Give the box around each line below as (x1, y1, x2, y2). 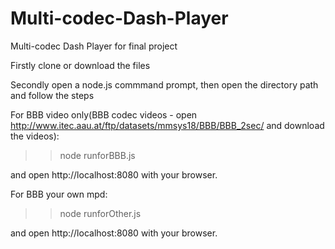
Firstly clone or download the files (10, 59, 151, 71)
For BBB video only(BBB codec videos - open (10, 108, 198, 121)
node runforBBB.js (59, 149, 136, 161)
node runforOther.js (59, 207, 142, 219)
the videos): (10, 130, 60, 142)
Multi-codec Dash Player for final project (10, 40, 178, 52)
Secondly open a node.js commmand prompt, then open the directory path (10, 78, 319, 91)
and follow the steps (10, 89, 95, 101)
